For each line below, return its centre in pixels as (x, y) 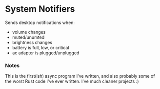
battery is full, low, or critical (40, 47)
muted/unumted (28, 37)
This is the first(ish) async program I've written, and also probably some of (80, 76)
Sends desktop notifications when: (40, 22)
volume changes (29, 32)
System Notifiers (40, 9)
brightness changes (32, 42)
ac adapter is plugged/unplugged (46, 53)
